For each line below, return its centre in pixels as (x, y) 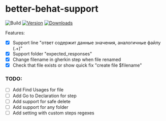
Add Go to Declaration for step (45, 96)
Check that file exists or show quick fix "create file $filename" (77, 65)
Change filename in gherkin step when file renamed (67, 59)
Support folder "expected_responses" (52, 54)
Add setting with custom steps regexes (54, 113)
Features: (15, 33)
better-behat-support (52, 9)
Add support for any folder (40, 107)
